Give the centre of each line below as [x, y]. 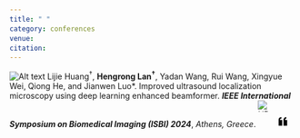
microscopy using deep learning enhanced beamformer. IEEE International [150, 95]
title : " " [30, 19]
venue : [22, 38]
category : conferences [52, 29]
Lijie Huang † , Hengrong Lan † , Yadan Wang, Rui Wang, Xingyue [165, 75]
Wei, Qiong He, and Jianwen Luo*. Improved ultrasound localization [135, 85]
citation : [28, 48]
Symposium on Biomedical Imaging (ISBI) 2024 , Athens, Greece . [133, 123]
